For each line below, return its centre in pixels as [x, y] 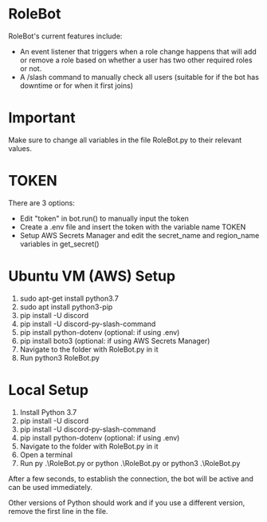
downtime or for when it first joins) [77, 86]
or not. [31, 68]
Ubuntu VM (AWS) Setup [92, 276]
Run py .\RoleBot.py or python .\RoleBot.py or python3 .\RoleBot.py [130, 463]
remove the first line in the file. [58, 511]
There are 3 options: [42, 203]
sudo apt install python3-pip [66, 307]
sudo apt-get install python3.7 [69, 298]
